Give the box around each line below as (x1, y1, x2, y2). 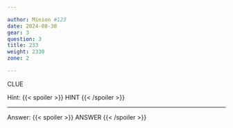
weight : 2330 (7, 48, 45, 55)
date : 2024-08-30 (7, 22, 58, 30)
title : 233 (7, 42, 39, 49)
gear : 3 (7, 29, 30, 36)
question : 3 (7, 35, 42, 42)
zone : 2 (7, 55, 30, 62)
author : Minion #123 (7, 16, 67, 23)
